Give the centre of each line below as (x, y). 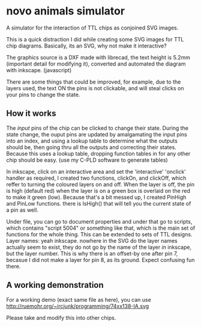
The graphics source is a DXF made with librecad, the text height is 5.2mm (98, 57)
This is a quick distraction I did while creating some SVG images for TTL (95, 39)
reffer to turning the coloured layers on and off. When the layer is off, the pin (100, 184)
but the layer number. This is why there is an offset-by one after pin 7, (92, 253)
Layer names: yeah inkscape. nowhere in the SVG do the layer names (92, 240)
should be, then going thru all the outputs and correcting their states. (91, 147)
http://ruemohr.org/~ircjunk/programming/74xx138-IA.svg (78, 306)
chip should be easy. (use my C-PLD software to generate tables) (87, 160)
